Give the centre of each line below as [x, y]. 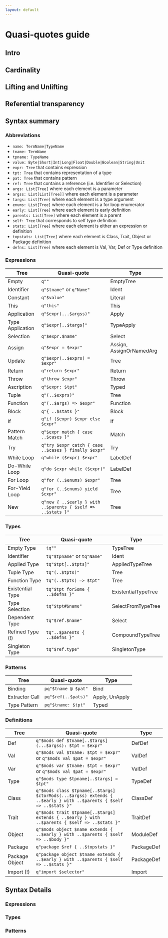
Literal [117, 298]
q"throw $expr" [59, 379]
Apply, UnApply [111, 697]
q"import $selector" [60, 872]
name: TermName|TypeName [38, 147]
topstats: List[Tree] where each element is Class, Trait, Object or [82, 237]
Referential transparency [45, 104]
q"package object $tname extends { [78, 854]
